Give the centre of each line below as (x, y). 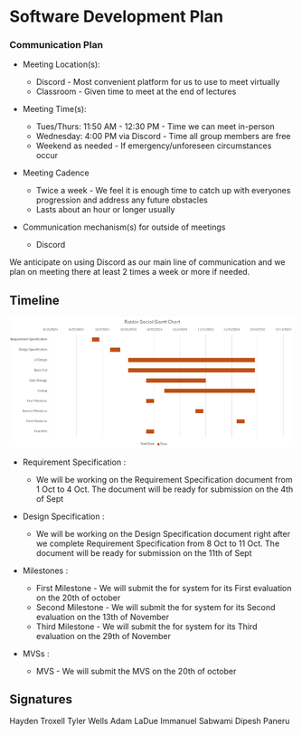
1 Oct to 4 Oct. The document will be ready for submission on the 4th (165, 489)
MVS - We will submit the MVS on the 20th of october (136, 671)
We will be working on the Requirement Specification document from (164, 479)
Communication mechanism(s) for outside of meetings (124, 227)
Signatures (41, 699)
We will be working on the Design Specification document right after (163, 533)
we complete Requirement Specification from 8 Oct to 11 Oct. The (158, 543)
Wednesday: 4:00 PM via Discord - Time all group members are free (163, 137)
